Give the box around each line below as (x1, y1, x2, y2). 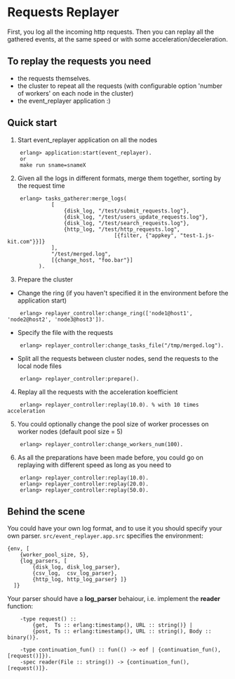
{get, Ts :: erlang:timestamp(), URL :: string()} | (32, 622, 193, 629)
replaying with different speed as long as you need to (17, 460, 172, 469)
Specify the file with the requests (17, 328, 114, 336)
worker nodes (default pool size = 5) (17, 427, 123, 436)
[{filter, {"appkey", (114, 231, 177, 239)
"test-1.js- (180, 231, 215, 239)
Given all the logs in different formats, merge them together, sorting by (17, 174, 222, 182)
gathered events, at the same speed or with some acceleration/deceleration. (7, 34, 228, 43)
